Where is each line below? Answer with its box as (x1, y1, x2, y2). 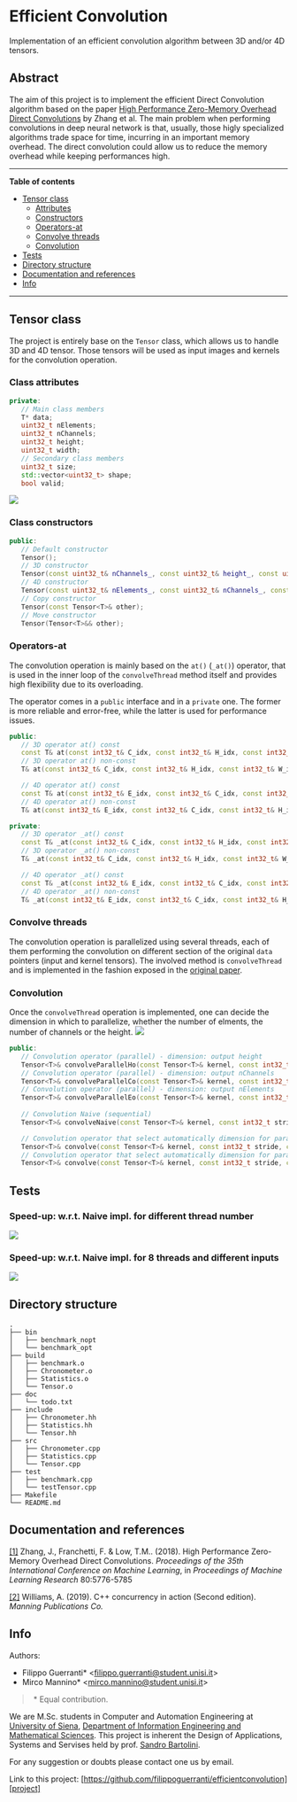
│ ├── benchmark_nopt (9, 1336, 97, 1345)
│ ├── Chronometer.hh (9, 1413, 97, 1423)
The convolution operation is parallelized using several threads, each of (9, 936, 270, 947)
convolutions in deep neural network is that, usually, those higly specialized (9, 122, 285, 133)
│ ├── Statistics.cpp (9, 1452, 97, 1461)
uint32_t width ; (20, 446, 81, 455)
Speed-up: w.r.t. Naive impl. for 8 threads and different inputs (9, 1251, 279, 1263)
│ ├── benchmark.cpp (9, 1475, 93, 1485)
